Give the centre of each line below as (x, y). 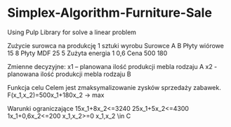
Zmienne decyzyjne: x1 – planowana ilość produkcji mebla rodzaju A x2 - (112, 66)
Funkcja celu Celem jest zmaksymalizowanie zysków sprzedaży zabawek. (114, 87)
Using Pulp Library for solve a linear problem (72, 32)
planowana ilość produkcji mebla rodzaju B (69, 74)
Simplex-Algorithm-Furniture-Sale (110, 13)
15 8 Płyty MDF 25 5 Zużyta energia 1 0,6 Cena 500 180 (87, 53)
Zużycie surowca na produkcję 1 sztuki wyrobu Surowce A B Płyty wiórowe (116, 45)
